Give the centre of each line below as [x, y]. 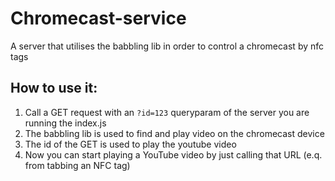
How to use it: [54, 88]
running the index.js [65, 123]
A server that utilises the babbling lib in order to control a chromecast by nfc [167, 46]
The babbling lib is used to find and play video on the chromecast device [174, 133]
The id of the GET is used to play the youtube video [130, 144]
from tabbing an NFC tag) [77, 165]
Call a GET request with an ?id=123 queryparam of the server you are [167, 112]
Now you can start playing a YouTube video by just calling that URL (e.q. [173, 154]
